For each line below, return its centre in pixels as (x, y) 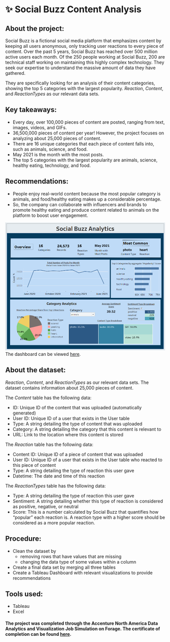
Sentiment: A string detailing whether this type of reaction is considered (88, 501)
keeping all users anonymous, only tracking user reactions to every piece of (84, 46)
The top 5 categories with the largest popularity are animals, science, (85, 160)
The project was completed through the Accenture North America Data (82, 623)
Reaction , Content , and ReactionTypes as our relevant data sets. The (77, 382)
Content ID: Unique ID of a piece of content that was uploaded (78, 454)
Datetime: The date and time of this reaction (59, 476)
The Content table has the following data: (48, 398)
